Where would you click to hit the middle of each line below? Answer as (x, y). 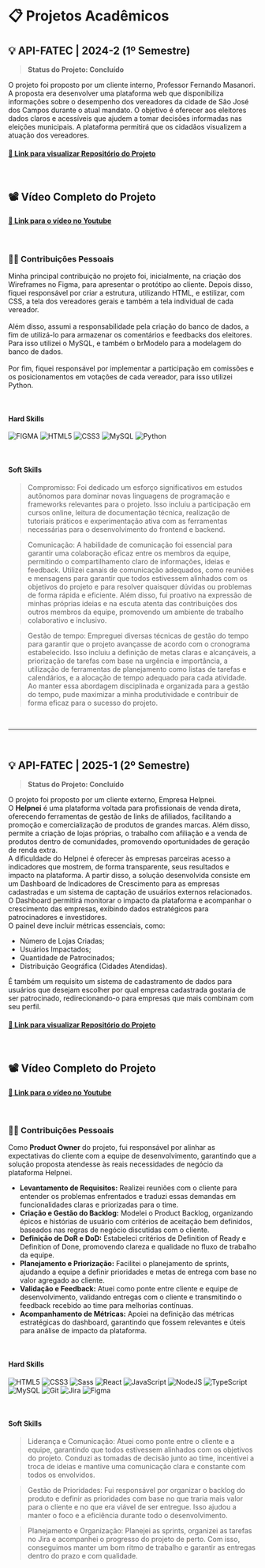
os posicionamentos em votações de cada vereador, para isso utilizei (120, 377)
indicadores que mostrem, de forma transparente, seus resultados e (119, 867)
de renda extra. (33, 850)
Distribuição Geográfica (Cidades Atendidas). (93, 967)
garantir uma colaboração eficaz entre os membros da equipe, (129, 553)
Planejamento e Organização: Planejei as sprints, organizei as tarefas (140, 1530)
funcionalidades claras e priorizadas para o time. (99, 1205)
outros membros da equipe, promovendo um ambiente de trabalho (136, 612)
